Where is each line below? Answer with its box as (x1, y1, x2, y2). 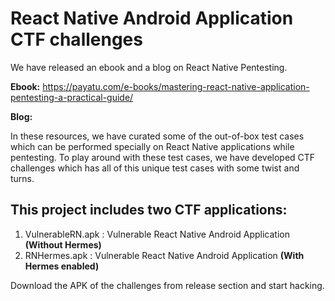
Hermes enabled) (24, 260, 100, 272)
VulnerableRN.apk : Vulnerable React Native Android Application (24, 228, 290, 240)
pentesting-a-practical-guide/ (10, 91, 134, 103)
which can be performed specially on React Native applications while (10, 140, 295, 152)
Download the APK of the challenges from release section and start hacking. (10, 279, 325, 291)
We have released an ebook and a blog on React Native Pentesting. (10, 61, 288, 73)
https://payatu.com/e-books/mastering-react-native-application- (42, 80, 310, 92)
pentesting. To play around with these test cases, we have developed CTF (10, 151, 316, 163)
